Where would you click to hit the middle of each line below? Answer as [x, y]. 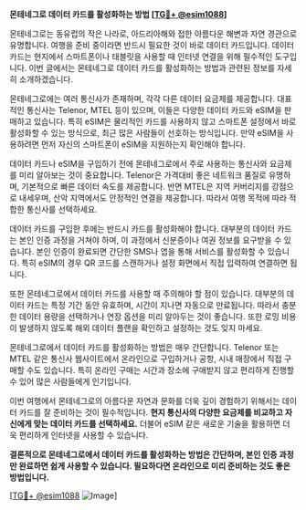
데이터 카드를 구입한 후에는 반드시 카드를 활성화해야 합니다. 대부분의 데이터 [142, 229]
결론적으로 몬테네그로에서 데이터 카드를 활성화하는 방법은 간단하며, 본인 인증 [143, 454]
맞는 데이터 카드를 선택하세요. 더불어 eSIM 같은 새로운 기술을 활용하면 [157, 424]
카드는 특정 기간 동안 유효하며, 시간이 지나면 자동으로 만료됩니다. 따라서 [153, 305]
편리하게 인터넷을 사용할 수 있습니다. [84, 435]
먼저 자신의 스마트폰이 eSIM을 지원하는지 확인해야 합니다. [143, 144]
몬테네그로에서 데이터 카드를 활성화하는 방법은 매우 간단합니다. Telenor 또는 [144, 347]
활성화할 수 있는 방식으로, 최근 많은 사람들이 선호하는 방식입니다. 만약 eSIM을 [147, 133]
